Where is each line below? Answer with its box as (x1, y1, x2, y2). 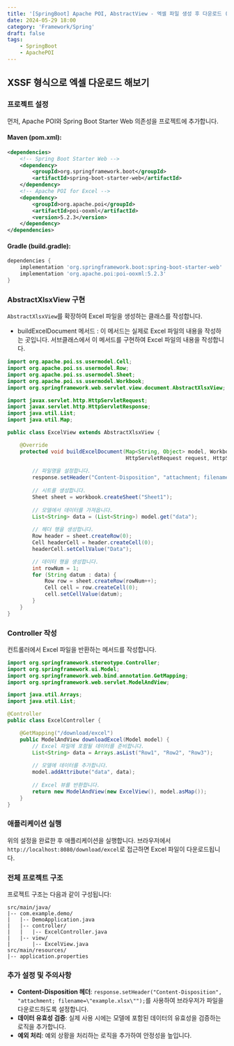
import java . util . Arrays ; (7, 692, 82, 698)
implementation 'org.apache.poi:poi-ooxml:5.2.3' (19, 271, 167, 278)
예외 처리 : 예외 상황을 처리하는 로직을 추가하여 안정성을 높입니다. (17, 1031, 192, 1040)
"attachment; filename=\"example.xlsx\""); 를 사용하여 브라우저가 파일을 (17, 996, 224, 1005)
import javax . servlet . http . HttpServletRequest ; (7, 396, 148, 404)
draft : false (7, 29, 45, 37)
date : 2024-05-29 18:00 (7, 17, 77, 24)
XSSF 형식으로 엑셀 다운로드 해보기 (7, 77, 150, 89)
